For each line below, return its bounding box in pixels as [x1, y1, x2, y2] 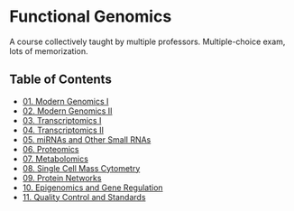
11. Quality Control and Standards [22, 191, 146, 202]
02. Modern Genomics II [22, 105, 113, 116]
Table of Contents [9, 72, 113, 87]
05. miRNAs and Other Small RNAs [22, 133, 152, 145]
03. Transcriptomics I [22, 115, 102, 125]
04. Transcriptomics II [22, 124, 104, 135]
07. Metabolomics [22, 153, 88, 164]
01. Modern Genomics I [22, 96, 109, 106]
